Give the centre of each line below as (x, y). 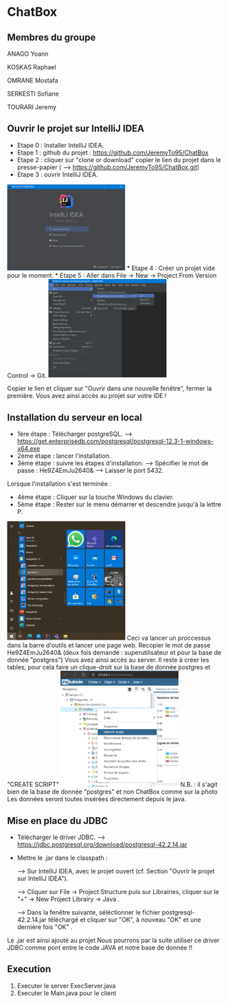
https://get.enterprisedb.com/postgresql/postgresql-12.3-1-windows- (115, 441)
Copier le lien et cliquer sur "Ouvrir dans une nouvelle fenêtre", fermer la (110, 388)
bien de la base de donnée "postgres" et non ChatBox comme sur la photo (113, 792)
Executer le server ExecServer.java (66, 985)
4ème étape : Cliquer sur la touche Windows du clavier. (95, 497)
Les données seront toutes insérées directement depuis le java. (97, 799)
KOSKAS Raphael (32, 67)
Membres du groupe (52, 37)
